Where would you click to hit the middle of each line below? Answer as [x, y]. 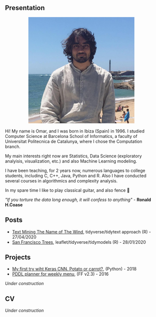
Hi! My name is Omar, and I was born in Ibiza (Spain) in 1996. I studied [75, 131]
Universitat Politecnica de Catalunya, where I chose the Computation [74, 141]
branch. [13, 146]
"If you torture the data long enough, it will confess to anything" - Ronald [78, 200]
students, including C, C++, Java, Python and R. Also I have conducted [76, 175]
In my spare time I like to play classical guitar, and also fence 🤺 [67, 190]
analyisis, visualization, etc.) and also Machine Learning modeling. [71, 161]
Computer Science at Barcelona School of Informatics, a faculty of [71, 136]
